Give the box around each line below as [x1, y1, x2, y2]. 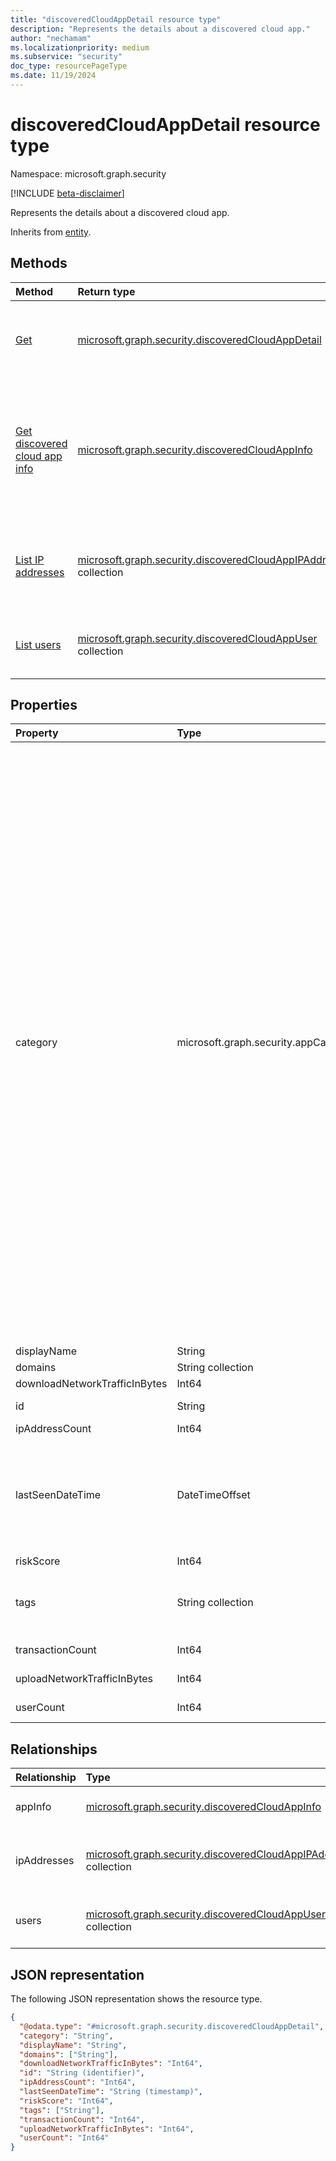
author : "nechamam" [10, 33, 92, 43]
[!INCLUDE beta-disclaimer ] [10, 187, 125, 199]
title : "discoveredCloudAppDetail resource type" [10, 14, 222, 25]
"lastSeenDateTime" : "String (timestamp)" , [19, 2087, 203, 2097]
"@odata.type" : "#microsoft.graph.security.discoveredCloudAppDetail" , [19, 2021, 325, 2031]
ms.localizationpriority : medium [10, 42, 150, 53]
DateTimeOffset [176, 1488, 251, 1502]
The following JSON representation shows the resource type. [10, 1993, 263, 2005]
